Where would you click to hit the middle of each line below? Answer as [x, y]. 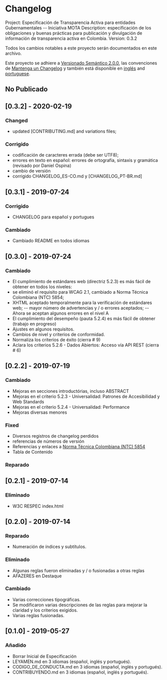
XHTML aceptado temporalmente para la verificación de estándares [82, 303]
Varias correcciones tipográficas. [46, 599]
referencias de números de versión [48, 441]
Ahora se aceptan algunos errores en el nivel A [60, 313]
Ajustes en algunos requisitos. [43, 329]
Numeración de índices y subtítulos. [49, 547]
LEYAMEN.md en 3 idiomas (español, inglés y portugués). [72, 662]
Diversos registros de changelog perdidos [55, 436]
